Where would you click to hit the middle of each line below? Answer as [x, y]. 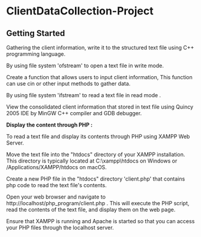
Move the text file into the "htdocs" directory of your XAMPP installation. [96, 154]
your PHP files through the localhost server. [60, 227]
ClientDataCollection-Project [80, 11]
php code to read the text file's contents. [56, 185]
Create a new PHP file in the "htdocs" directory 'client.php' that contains [96, 179]
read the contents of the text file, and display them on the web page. [91, 209]
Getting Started [36, 33]
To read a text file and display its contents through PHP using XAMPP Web [98, 136]
